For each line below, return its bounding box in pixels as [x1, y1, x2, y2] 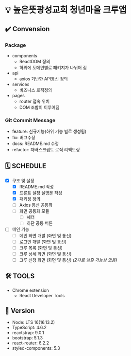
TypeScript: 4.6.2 [12, 324, 47, 331]
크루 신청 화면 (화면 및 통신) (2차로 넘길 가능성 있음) [19, 257, 117, 263]
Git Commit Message [5, 117, 56, 124]
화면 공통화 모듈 [19, 208, 49, 214]
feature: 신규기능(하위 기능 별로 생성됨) [12, 128, 87, 134]
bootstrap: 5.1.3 [12, 335, 43, 341]
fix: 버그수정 [12, 135, 35, 141]
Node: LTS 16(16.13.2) [12, 320, 55, 325]
